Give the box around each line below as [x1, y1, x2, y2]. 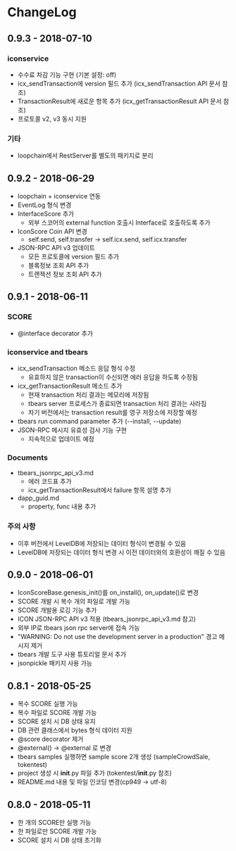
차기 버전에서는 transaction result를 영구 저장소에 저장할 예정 [27, 407, 197, 417]
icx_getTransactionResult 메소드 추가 [17, 381, 123, 390]
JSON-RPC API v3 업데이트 [17, 243, 95, 251]
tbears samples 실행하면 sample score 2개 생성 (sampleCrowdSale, [17, 753, 211, 761]
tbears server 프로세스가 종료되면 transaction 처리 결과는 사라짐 [27, 399, 207, 407]
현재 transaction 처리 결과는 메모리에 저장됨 [27, 390, 149, 399]
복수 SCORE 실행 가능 [17, 700, 79, 708]
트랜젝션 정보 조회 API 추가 [27, 270, 102, 278]
